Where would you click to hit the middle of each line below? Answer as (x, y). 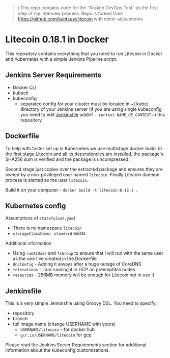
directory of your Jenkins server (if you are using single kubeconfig (91, 109)
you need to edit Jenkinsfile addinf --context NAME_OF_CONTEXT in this (93, 114)
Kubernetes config (36, 206)
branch (20, 319)
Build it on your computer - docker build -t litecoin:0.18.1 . (72, 190)
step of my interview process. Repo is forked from (70, 13)
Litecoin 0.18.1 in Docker (57, 40)
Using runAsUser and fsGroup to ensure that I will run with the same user (88, 253)
